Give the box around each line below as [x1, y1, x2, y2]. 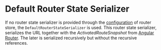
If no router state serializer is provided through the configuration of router [5, 19, 151, 25]
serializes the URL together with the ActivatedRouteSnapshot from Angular [5, 30, 154, 35]
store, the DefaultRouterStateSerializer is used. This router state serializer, [5, 24, 157, 30]
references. [5, 40, 28, 46]
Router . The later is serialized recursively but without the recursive [5, 35, 137, 41]
